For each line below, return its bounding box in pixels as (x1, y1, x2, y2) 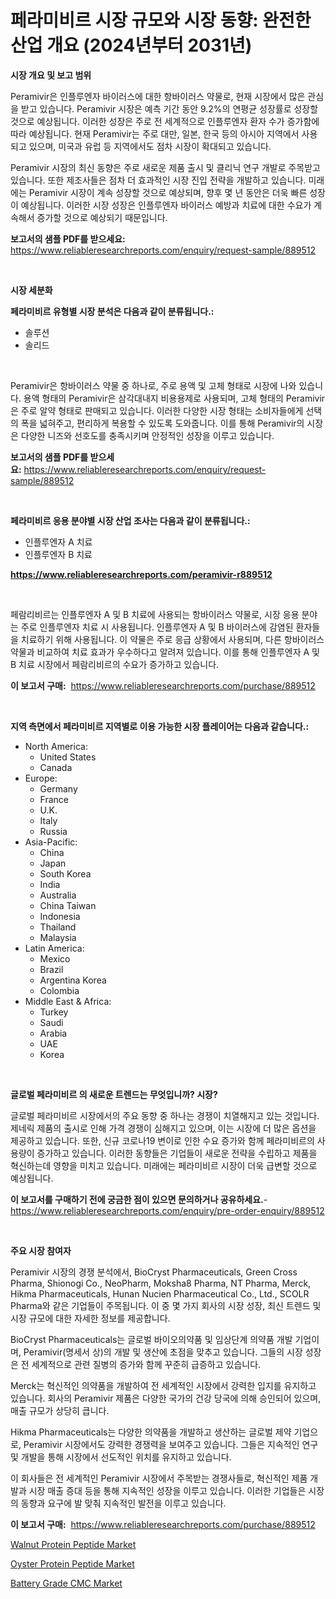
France (39, 793, 70, 805)
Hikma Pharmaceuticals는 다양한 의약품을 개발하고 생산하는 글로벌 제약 (10, 1426, 292, 1438)
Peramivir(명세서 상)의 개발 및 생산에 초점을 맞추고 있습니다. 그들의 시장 (23, 1346, 303, 1358)
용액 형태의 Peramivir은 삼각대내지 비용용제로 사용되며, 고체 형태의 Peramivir (23, 392, 326, 404)
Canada (39, 761, 73, 773)
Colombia (39, 984, 80, 996)
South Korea (39, 867, 92, 880)
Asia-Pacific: (24, 836, 78, 848)
